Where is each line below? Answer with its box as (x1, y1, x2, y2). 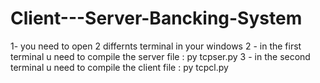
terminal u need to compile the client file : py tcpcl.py (10, 61, 229, 73)
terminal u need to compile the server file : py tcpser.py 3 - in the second (10, 50, 311, 62)
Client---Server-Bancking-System (10, 7, 303, 30)
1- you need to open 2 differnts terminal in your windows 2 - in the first (10, 40, 302, 52)
